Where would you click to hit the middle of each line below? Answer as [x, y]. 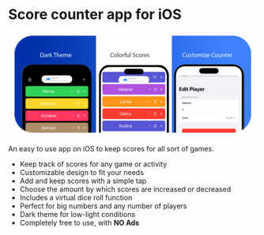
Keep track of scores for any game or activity [93, 164]
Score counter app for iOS [95, 15]
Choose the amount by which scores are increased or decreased [125, 189]
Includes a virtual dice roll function [76, 197]
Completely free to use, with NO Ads [79, 222]
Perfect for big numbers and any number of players [103, 206]
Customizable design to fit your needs [82, 172]
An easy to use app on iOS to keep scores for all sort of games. [111, 148]
